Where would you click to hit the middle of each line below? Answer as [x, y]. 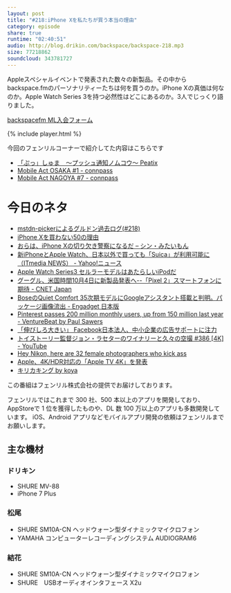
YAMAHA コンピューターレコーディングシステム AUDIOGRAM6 [107, 538]
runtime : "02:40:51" [37, 39]
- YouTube [32, 346]
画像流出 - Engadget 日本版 [80, 306]
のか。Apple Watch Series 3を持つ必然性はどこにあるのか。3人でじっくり [112, 96]
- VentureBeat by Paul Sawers [60, 321]
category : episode [34, 26]
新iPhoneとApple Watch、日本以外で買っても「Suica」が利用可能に [113, 254]
